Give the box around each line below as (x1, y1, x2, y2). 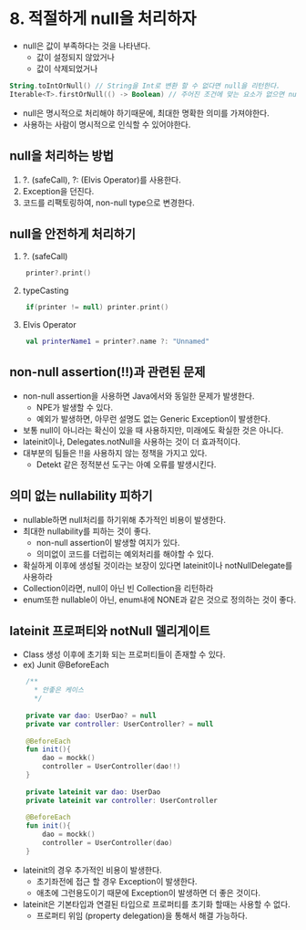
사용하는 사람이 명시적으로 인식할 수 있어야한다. (22, 119, 191, 130)
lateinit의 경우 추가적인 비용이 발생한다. (22, 864, 162, 875)
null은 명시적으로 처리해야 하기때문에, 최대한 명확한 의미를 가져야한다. (22, 107, 270, 119)
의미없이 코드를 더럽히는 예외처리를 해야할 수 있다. (36, 549, 214, 559)
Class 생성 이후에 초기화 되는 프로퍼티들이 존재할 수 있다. (22, 649, 226, 660)
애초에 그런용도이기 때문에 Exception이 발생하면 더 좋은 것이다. (36, 887, 261, 898)
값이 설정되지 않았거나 (36, 51, 116, 62)
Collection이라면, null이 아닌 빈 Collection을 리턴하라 (22, 582, 214, 593)
